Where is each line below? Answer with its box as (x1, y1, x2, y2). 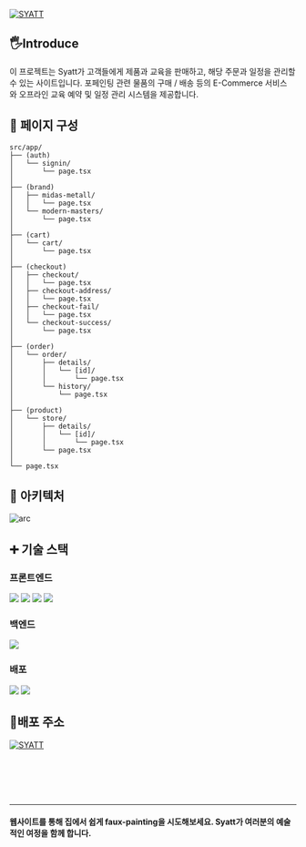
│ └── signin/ (9, 158, 71, 168)
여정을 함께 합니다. (25, 828, 92, 839)
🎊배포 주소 (9, 715, 66, 730)
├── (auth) (9, 150, 51, 159)
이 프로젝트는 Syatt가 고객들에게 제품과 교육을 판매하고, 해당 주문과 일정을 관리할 (9, 66, 296, 77)
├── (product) (9, 405, 64, 414)
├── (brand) (9, 182, 55, 191)
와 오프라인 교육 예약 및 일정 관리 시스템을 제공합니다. (9, 88, 199, 99)
